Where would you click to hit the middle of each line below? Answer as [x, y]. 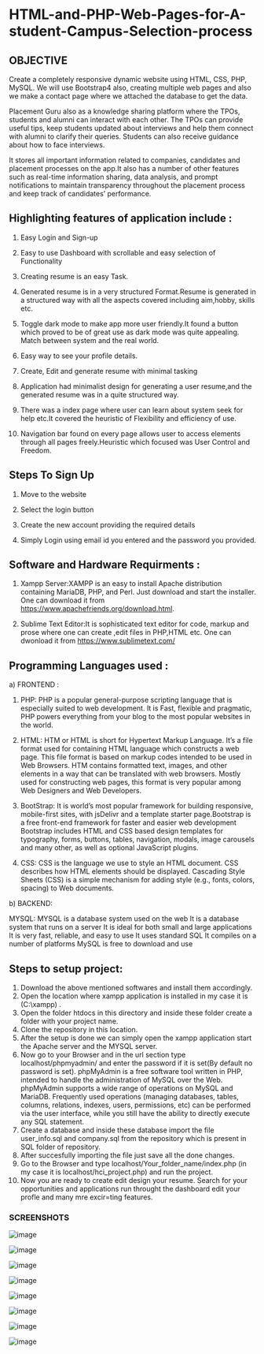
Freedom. [36, 450]
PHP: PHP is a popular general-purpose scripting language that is [126, 700]
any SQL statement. [52, 1122]
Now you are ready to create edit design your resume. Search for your [134, 1181]
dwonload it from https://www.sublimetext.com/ [98, 641]
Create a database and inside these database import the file [117, 1130]
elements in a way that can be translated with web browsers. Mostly [130, 774]
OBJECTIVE [38, 60]
